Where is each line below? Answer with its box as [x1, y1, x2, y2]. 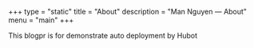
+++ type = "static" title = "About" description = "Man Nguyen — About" [8, 7, 248, 16]
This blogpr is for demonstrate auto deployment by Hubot [8, 31, 198, 40]
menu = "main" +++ [8, 15, 74, 25]
